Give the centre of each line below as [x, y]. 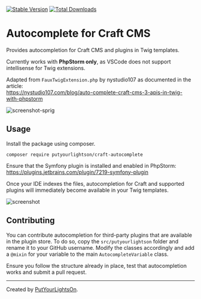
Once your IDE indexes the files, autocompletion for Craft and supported [95, 183]
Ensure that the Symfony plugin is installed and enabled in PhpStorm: [91, 165]
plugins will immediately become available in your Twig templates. [87, 190]
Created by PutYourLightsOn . [42, 289]
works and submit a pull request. [46, 272]
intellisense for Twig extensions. [46, 68]
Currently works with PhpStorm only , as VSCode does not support [89, 61]
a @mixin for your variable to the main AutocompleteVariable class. [87, 254]
